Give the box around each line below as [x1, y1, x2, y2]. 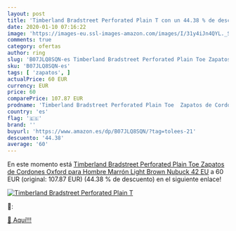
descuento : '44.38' [7, 134, 65, 141]
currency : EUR [7, 82, 49, 89]
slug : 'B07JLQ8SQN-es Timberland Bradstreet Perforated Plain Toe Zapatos [7, 56, 231, 63]
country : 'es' [7, 108, 49, 115]
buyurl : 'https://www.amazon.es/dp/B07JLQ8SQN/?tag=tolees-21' [7, 128, 197, 135]
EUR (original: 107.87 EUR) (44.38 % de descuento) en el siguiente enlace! [7, 175, 222, 183]
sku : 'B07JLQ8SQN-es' [7, 62, 71, 70]
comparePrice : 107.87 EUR [7, 95, 83, 103]
